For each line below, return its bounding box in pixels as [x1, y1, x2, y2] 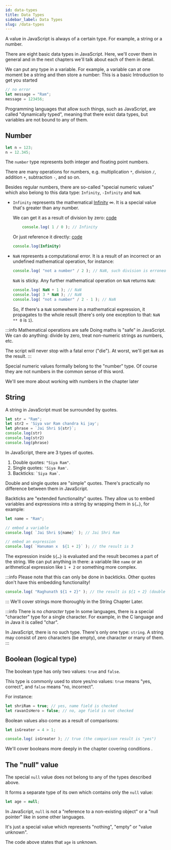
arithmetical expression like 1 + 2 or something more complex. [5, 564, 137, 570]
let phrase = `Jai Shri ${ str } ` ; [5, 426, 77, 431]
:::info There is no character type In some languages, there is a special [5, 609, 154, 614]
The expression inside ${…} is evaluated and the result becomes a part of [5, 553, 159, 560]
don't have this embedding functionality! [5, 579, 90, 586]
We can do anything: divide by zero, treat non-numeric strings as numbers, [5, 332, 163, 338]
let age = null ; [5, 799, 40, 805]
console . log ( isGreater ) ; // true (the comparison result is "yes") [5, 736, 157, 742]
